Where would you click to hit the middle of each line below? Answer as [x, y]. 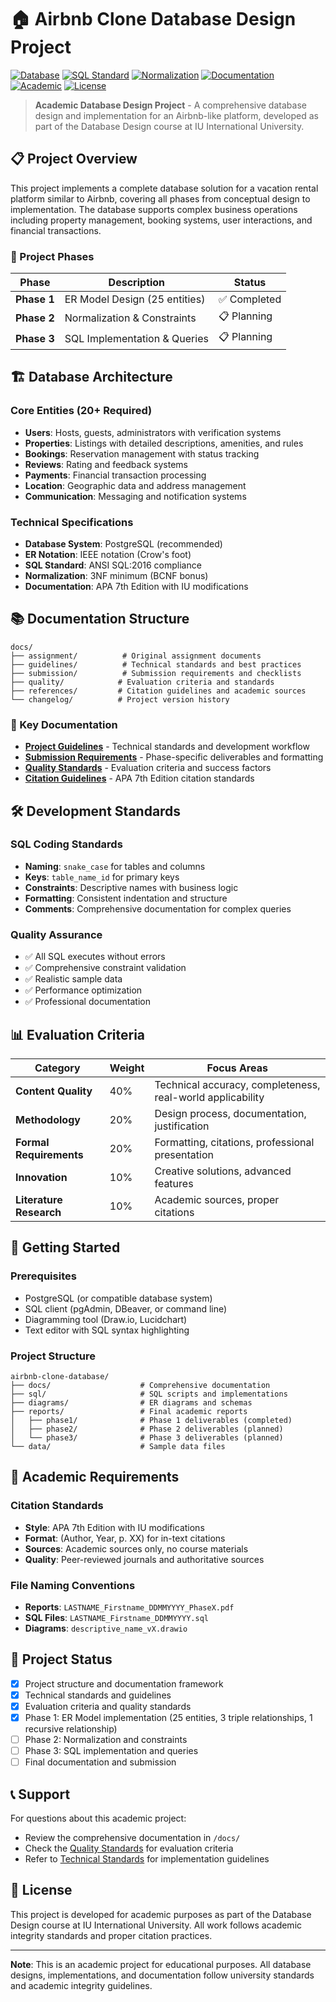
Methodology [48, 1119]
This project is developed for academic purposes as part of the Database [161, 1914]
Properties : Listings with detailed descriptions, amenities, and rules [164, 443]
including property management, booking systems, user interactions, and [161, 220]
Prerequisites [43, 1276]
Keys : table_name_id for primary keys [102, 877]
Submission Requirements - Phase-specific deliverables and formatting [174, 757]
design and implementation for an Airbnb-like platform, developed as [176, 115]
